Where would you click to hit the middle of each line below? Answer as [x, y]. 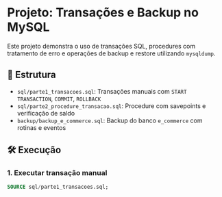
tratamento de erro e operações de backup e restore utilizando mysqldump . [111, 53]
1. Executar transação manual [57, 173]
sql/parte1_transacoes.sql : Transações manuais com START [102, 91]
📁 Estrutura [32, 75]
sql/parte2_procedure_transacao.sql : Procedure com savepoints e [111, 106]
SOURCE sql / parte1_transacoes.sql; [58, 187]
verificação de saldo [46, 113]
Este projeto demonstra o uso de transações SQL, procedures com [101, 46]
